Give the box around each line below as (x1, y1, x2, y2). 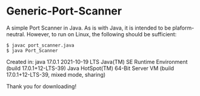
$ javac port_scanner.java (6, 42, 75, 48)
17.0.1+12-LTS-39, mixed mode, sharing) (6, 71, 106, 78)
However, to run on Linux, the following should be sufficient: (26, 30, 177, 37)
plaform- (172, 24, 195, 31)
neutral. (6, 30, 25, 37)
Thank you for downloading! (6, 83, 77, 90)
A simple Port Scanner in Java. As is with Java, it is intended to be (6, 24, 172, 31)
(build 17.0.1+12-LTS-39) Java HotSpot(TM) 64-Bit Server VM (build (6, 65, 175, 72)
